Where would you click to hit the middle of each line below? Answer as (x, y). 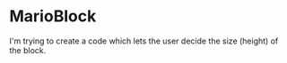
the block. (28, 50)
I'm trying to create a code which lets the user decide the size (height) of (144, 41)
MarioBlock (53, 16)
